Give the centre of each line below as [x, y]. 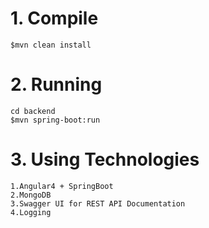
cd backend [33, 111]
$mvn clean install [51, 45]
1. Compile [54, 18]
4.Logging [31, 212]
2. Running [56, 84]
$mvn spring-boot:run [55, 120]
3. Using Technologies [105, 159]
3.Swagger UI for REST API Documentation [98, 203]
